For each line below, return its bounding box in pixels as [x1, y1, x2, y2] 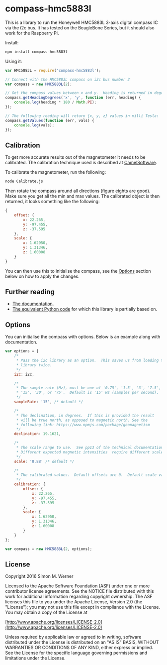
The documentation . [12, 301, 54, 307]
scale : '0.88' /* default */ [14, 459, 75, 464]
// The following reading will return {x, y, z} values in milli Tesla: [5, 113, 159, 118]
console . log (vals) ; [14, 122, 55, 127]
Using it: [5, 58, 22, 64]
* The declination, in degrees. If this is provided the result [16, 413, 155, 418]
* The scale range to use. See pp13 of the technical [16, 445, 133, 450]
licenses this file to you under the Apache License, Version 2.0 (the [5, 599, 143, 605]
